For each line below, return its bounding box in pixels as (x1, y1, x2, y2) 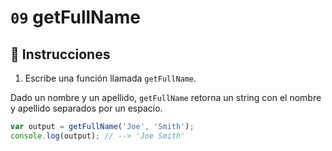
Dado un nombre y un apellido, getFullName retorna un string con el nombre (10, 92, 322, 103)
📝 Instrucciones (10, 46, 111, 63)
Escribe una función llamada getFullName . (24, 72, 197, 84)
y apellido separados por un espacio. (10, 102, 163, 114)
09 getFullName (10, 6, 141, 29)
